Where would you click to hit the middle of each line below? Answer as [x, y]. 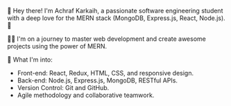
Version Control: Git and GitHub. [63, 88]
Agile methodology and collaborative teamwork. [86, 95]
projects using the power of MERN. [57, 46]
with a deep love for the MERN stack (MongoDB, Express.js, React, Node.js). [116, 18]
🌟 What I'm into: [30, 60]
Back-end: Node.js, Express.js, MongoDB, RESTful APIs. [97, 80]
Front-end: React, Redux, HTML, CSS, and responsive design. [105, 73]
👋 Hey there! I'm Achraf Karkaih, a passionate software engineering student [115, 11]
